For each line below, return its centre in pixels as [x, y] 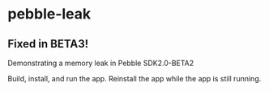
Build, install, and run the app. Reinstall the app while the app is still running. [134, 79]
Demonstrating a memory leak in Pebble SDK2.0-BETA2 [101, 63]
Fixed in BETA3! [48, 44]
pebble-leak [49, 14]
